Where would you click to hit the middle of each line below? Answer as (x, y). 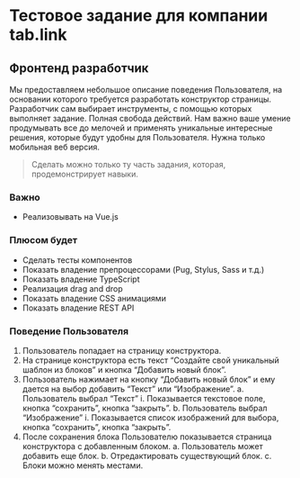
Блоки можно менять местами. (83, 465)
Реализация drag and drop (72, 288)
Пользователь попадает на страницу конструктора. (122, 350)
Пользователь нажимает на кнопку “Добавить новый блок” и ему (149, 379)
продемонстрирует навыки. (85, 174)
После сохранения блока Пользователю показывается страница (147, 437)
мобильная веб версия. (55, 147)
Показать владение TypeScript (81, 279)
